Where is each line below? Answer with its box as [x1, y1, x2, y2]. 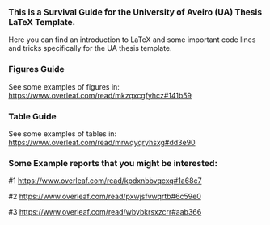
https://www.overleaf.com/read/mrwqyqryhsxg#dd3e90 [8, 137, 196, 147]
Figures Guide [8, 64, 65, 75]
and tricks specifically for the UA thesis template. [8, 44, 172, 53]
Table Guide [8, 110, 57, 122]
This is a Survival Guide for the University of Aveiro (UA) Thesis [8, 6, 263, 18]
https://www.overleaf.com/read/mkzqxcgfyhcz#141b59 [8, 90, 192, 100]
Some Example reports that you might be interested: [8, 157, 218, 169]
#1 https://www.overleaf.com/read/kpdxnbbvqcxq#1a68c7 [8, 176, 202, 185]
